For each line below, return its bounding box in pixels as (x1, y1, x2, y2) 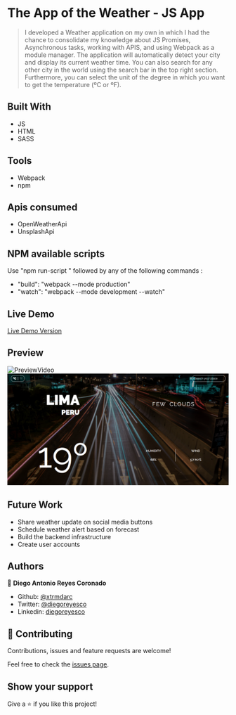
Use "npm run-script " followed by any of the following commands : (7, 266, 203, 275)
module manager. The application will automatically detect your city (24, 51, 221, 59)
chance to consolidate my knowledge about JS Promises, (24, 35, 191, 44)
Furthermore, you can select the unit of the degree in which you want (24, 72, 225, 82)
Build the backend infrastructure (17, 532, 111, 541)
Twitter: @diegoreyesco (17, 600, 87, 609)
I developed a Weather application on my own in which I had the (24, 28, 210, 37)
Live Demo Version (7, 327, 62, 335)
